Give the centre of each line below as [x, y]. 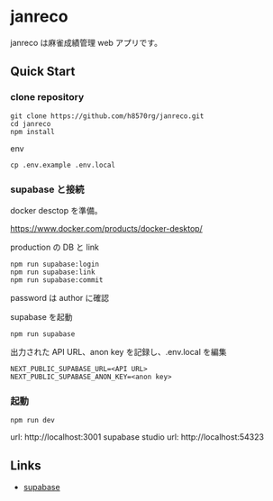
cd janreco [31, 123]
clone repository [47, 97]
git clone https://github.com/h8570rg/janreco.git [107, 116]
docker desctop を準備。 [56, 210]
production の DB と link [55, 247]
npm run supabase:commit [57, 280]
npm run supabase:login [55, 264]
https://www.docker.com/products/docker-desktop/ [107, 228]
